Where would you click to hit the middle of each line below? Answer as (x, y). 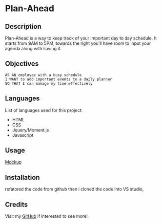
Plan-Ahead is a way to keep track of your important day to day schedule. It (81, 38)
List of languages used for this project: (44, 110)
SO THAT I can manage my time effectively (49, 83)
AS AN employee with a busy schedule (43, 75)
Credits (17, 204)
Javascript (23, 135)
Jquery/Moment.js (30, 130)
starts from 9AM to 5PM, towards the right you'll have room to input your (78, 43)
